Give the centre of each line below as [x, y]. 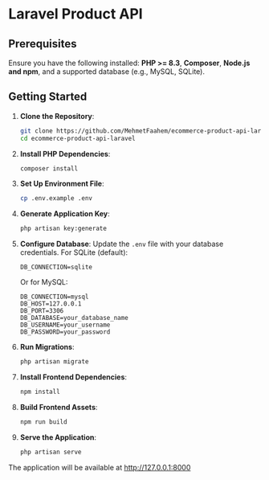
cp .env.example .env [56, 199]
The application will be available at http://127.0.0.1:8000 [100, 467]
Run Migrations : [47, 347]
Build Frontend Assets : [59, 407]
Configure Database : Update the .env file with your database [122, 244]
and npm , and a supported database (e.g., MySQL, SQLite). [107, 72]
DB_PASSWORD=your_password [65, 332]
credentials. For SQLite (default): [74, 252]
